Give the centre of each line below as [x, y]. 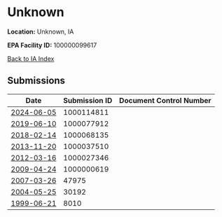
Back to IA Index [31, 58]
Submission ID [88, 100]
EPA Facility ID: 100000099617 [52, 45]
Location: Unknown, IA [41, 31]
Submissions [36, 81]
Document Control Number [165, 100]
